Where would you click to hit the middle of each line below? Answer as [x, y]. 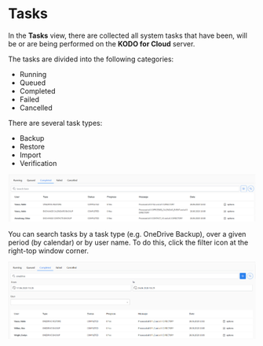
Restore [32, 146]
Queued [32, 83]
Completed [37, 90]
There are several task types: [55, 123]
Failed [29, 99]
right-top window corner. [48, 250]
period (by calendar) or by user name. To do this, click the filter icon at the [128, 242]
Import [30, 155]
